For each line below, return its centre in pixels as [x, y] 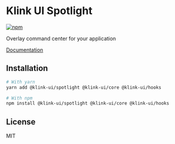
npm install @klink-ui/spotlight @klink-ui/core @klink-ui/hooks [87, 103]
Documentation [25, 50]
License [21, 122]
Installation [27, 68]
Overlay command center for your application [61, 38]
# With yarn [21, 82]
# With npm [19, 98]
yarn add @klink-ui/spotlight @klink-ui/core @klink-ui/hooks [84, 87]
